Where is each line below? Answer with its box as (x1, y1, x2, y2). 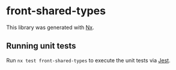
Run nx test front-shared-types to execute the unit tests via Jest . (6, 56, 171, 63)
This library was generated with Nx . (6, 24, 94, 31)
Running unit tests (6, 41, 76, 51)
